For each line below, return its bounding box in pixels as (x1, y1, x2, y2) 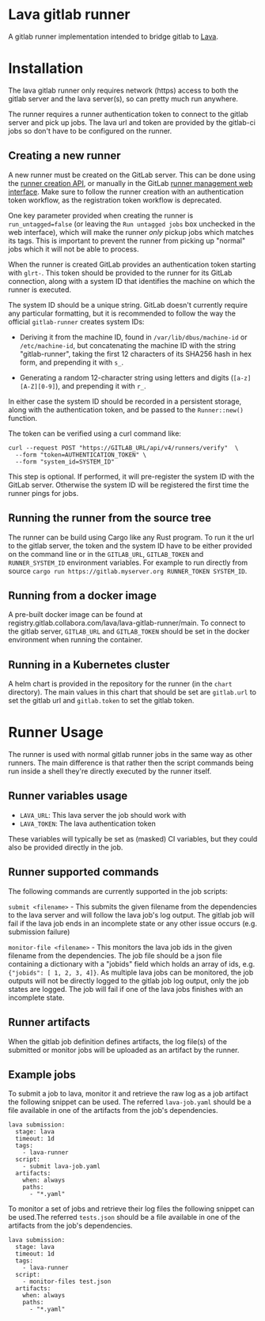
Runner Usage (8, 724, 104, 741)
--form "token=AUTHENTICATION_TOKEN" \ (15, 451, 147, 459)
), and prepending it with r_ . (55, 381, 146, 391)
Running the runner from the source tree (8, 512, 212, 525)
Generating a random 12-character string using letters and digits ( (19, 373, 234, 382)
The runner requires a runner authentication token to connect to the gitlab (8, 109, 249, 119)
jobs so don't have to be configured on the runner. (8, 126, 172, 135)
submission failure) (8, 927, 70, 937)
